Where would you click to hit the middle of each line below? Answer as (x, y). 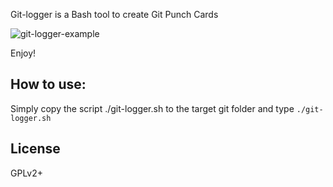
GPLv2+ (27, 173)
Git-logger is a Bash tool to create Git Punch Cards (114, 14)
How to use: (48, 84)
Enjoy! (23, 53)
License (35, 149)
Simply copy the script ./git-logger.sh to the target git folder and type (152, 108)
